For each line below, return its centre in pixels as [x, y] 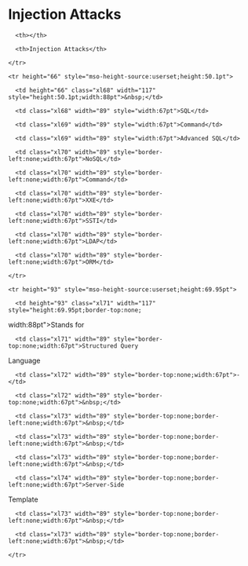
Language [24, 360]
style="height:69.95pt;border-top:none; [75, 310]
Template [23, 499]
